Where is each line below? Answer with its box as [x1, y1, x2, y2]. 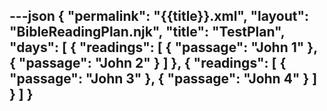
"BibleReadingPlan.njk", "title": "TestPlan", [9, 24, 286, 41]
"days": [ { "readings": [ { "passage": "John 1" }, [9, 39, 318, 56]
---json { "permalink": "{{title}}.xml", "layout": [9, 8, 310, 25]
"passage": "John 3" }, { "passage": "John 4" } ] [9, 70, 318, 88]
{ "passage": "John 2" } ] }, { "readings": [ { [9, 55, 287, 72]
